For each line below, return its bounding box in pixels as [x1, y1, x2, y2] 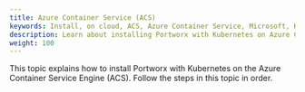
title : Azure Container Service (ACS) [9, 13, 156, 23]
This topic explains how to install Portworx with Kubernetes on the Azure [9, 63, 281, 74]
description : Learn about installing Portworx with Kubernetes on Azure [9, 30, 290, 39]
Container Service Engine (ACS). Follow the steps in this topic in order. [9, 73, 273, 84]
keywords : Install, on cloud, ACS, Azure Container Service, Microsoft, [9, 22, 290, 31]
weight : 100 [9, 38, 54, 48]
